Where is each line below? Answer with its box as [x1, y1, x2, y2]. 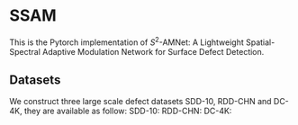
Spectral [9, 46, 41, 57]
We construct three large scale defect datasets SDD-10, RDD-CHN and [9, 96, 272, 107]
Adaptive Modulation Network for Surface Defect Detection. [41, 46, 265, 57]
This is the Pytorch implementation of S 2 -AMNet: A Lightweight [9, 35, 245, 48]
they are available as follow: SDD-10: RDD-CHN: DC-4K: [23, 105, 232, 117]
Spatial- [246, 37, 275, 48]
